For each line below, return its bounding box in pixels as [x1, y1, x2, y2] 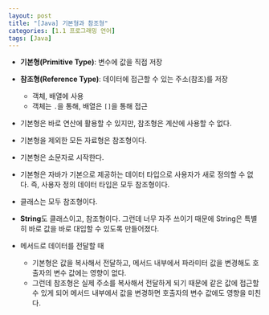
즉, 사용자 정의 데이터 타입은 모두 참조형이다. [31, 180, 170, 190]
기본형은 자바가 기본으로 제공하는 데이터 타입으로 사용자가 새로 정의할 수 [19, 170, 246, 179]
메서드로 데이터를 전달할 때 [19, 241, 104, 251]
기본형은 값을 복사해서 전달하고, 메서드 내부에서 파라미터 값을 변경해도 [31, 258, 251, 268]
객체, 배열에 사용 [31, 92, 84, 101]
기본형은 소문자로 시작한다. [19, 153, 104, 162]
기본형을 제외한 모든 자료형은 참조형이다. [19, 136, 147, 145]
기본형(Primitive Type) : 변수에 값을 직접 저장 [19, 57, 163, 67]
